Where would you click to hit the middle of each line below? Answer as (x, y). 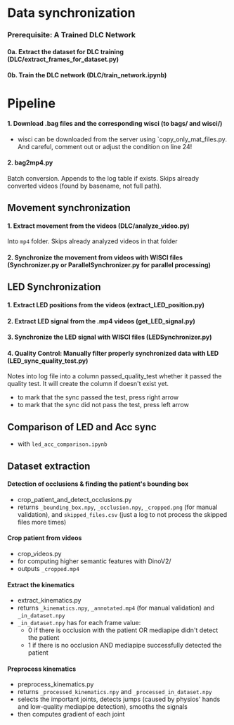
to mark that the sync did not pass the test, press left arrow (103, 405)
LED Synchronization (54, 287)
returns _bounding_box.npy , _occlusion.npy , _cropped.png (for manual (117, 507)
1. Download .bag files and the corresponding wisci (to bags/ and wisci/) (115, 124)
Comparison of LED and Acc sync (82, 427)
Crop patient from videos (45, 538)
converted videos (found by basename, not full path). (84, 186)
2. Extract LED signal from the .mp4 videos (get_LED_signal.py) (101, 321)
